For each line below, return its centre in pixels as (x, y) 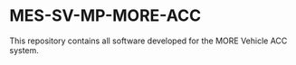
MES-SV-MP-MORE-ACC (105, 16)
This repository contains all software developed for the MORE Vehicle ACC (148, 41)
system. (24, 50)
